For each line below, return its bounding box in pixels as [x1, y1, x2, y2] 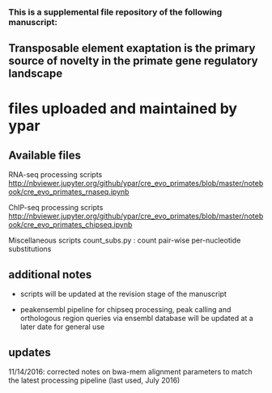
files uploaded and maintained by [8, 99, 237, 117]
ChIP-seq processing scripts [8, 203, 104, 213]
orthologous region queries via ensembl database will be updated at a [19, 314, 253, 323]
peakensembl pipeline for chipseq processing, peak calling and [19, 305, 232, 315]
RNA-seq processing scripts [8, 170, 103, 180]
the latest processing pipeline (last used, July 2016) [8, 375, 181, 385]
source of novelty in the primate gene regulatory [8, 54, 258, 68]
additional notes [8, 268, 92, 281]
